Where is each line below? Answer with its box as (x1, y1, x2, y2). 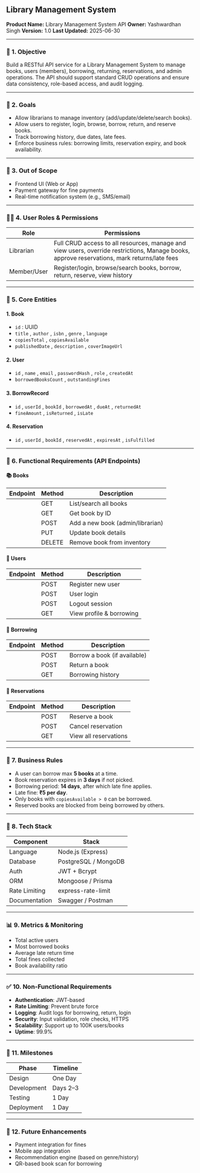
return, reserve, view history (53, 271, 133, 279)
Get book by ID (69, 509, 111, 517)
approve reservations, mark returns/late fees (53, 254, 179, 262)
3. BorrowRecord (6, 389, 49, 396)
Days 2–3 (52, 1083, 79, 1092)
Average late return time (14, 949, 74, 957)
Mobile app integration (14, 1147, 70, 1154)
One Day (52, 1074, 77, 1082)
